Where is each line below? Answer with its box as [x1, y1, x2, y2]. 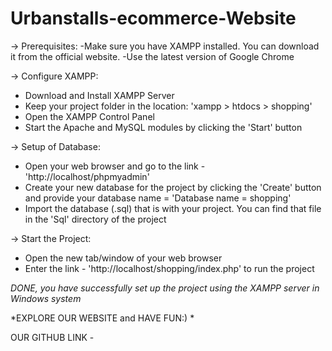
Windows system [10, 292, 82, 304]
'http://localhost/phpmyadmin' [24, 170, 150, 182]
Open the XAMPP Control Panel [24, 110, 155, 122]
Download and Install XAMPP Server [24, 89, 175, 101]
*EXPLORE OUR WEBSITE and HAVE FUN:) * [10, 312, 195, 324]
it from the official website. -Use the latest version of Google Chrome [10, 50, 295, 62]
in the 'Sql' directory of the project [24, 213, 167, 225]
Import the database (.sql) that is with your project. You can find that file [24, 202, 322, 214]
